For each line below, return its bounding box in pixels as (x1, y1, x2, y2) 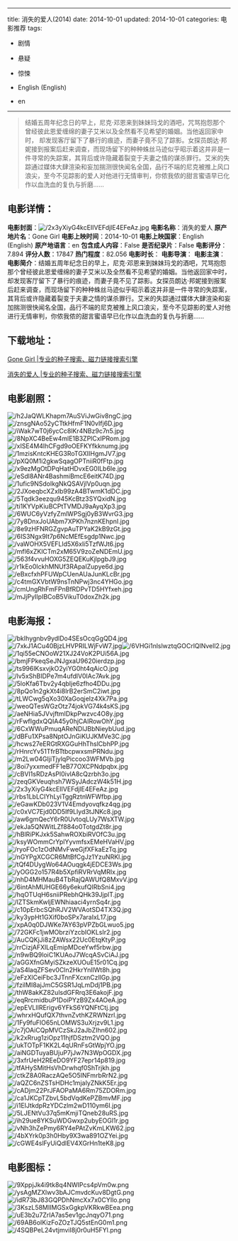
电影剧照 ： (7, 393, 55, 405)
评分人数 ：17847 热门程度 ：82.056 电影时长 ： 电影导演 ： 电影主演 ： (25, 250, 225, 258)
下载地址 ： (7, 335, 55, 347)
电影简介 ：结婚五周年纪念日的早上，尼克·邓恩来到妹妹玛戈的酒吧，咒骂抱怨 (7, 258, 227, 267)
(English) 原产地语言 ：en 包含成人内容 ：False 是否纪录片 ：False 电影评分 (7, 240, 221, 249)
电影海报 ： (7, 615, 55, 627)
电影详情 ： (7, 203, 55, 215)
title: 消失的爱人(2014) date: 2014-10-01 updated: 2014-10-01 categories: (7, 15, 220, 23)
